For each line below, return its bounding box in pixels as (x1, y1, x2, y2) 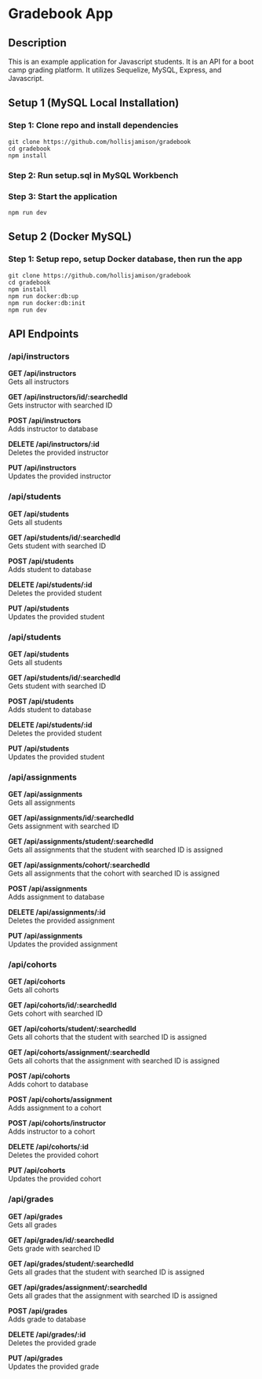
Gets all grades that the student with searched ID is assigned (8, 1267, 206, 1277)
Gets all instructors (8, 377, 69, 386)
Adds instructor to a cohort (8, 1126, 96, 1137)
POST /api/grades (8, 1306, 68, 1315)
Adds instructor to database (8, 424, 99, 433)
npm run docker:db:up (8, 292, 79, 300)
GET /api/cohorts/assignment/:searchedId (8, 1048, 151, 1057)
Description (8, 36, 67, 50)
